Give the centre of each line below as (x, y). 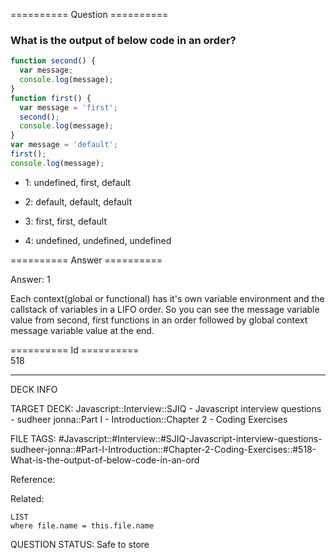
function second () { (53, 61)
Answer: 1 (30, 279)
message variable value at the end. (82, 330)
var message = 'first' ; (68, 107)
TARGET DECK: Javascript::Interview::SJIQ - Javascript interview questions (166, 408)
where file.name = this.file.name (82, 525)
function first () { (51, 98)
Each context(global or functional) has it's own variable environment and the (167, 298)
